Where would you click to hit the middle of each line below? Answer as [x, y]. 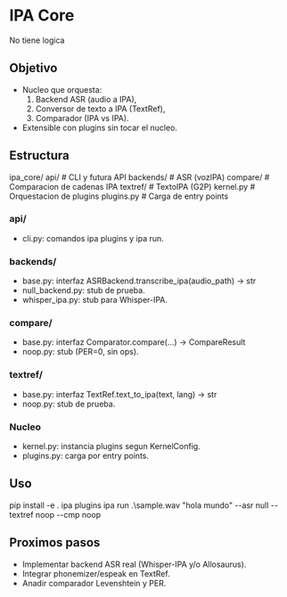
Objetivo [33, 68]
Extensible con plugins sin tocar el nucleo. [100, 127]
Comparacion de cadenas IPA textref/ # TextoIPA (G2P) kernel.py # [132, 186]
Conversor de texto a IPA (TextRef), [100, 109]
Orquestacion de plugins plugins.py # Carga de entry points [119, 196]
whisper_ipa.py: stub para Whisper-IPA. [94, 300]
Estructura [39, 155]
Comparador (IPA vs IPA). [82, 118]
